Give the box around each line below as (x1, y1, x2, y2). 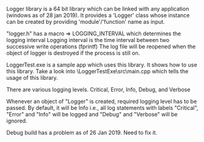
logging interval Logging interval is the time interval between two (6, 37, 170, 43)
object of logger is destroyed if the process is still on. (6, 49, 140, 57)
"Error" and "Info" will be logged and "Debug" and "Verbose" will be (6, 111, 178, 118)
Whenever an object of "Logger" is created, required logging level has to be (6, 98, 197, 105)
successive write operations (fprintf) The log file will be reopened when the (6, 43, 196, 50)
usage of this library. (6, 74, 58, 81)
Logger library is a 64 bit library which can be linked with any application (6, 5, 189, 12)
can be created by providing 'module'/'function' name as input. (6, 18, 165, 25)
